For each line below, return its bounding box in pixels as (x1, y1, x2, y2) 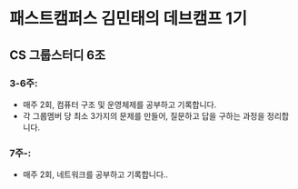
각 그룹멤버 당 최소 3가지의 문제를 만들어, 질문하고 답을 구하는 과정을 (22, 110, 265, 121)
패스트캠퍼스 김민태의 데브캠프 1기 (9, 8, 248, 29)
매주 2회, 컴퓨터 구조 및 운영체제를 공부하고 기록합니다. (22, 99, 217, 110)
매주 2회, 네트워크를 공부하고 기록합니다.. (22, 169, 169, 180)
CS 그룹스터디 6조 (9, 47, 106, 63)
